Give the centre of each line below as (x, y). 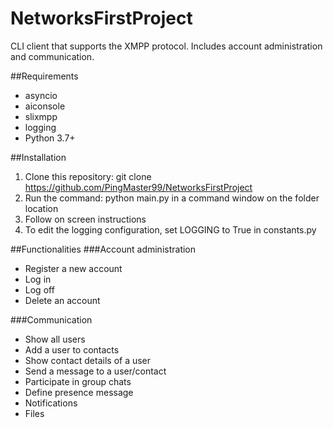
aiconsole (45, 106)
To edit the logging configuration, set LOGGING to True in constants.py (170, 229)
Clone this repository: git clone (88, 176)
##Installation (38, 157)
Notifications (51, 403)
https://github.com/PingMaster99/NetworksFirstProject (138, 187)
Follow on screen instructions (85, 219)
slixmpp (41, 116)
